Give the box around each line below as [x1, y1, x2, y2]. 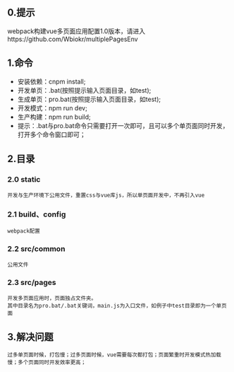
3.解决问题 [7, 331, 54, 343]
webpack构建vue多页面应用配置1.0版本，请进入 [7, 27, 146, 35]
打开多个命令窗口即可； [17, 130, 86, 139]
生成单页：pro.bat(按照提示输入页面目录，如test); [17, 95, 161, 103]
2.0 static [7, 174, 41, 184]
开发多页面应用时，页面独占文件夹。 [7, 295, 97, 302]
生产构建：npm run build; [17, 112, 92, 121]
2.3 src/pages [7, 277, 56, 287]
